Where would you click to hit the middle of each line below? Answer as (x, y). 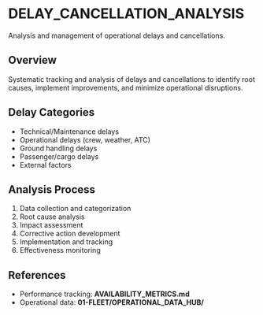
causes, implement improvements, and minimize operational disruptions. (126, 87)
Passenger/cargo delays (59, 156)
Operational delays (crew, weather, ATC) (85, 139)
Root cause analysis (52, 217)
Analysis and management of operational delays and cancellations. (117, 35)
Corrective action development (70, 234)
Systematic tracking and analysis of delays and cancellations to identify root (132, 79)
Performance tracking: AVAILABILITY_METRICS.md (105, 294)
